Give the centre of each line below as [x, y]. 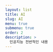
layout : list [19, 10]
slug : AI [14, 19]
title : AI [15, 14]
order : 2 [14, 33]
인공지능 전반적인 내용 [29, 42]
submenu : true [20, 28]
